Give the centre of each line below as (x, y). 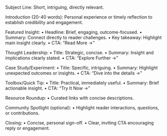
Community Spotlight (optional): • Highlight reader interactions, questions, (82, 108)
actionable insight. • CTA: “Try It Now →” (48, 88)
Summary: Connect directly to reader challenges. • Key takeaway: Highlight (83, 38)
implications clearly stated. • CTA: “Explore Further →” (62, 58)
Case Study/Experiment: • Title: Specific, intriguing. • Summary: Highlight (81, 68)
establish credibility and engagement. (44, 22)
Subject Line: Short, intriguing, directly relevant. (55, 7)
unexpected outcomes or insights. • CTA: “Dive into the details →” (74, 73)
